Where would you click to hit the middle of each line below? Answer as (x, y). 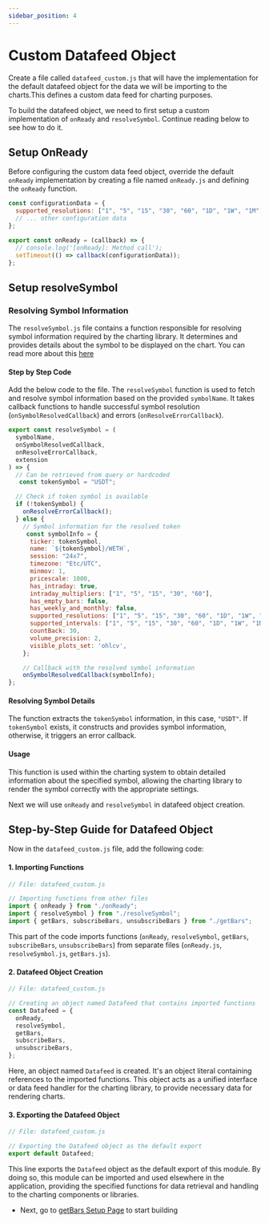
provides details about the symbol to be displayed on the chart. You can (127, 345)
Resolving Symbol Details (52, 701)
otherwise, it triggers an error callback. (72, 735)
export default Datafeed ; (51, 1153)
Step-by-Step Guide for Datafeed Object (111, 830)
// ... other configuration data (71, 219)
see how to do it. (36, 127)
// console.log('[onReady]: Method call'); (89, 248)
